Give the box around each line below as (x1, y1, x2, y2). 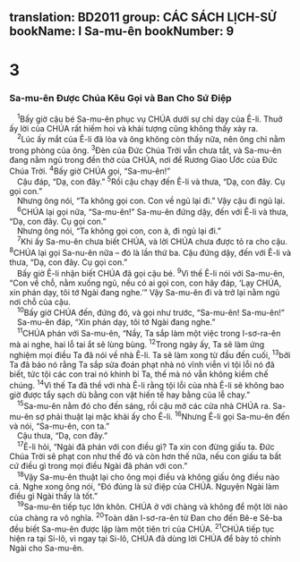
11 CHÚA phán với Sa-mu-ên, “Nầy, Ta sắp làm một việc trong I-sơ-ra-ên (17, 327, 281, 339)
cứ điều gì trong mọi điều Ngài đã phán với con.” (9, 461, 188, 472)
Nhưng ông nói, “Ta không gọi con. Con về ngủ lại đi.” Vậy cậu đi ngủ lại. (17, 195, 286, 207)
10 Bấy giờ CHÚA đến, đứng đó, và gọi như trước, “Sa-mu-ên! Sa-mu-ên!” (17, 306, 285, 319)
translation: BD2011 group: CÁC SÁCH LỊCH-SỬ (9, 10, 277, 25)
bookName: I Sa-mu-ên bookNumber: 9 (9, 24, 235, 39)
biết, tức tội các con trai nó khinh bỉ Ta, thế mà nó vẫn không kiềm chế (9, 369, 269, 379)
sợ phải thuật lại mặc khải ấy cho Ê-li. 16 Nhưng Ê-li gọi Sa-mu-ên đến (35, 410, 290, 422)
